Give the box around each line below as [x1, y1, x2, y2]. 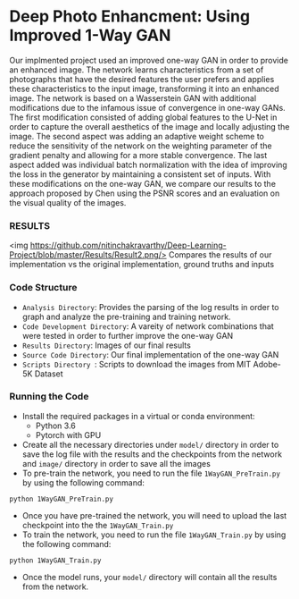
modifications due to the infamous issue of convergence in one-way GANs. [9, 102, 286, 113]
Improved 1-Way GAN [9, 25, 171, 46]
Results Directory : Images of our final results [21, 340, 192, 350]
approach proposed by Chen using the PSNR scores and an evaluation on [9, 188, 280, 198]
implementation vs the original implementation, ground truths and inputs [9, 259, 275, 270]
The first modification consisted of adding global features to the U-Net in [9, 112, 278, 122]
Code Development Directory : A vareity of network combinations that [21, 320, 274, 332]
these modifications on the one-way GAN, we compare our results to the [9, 178, 277, 189]
